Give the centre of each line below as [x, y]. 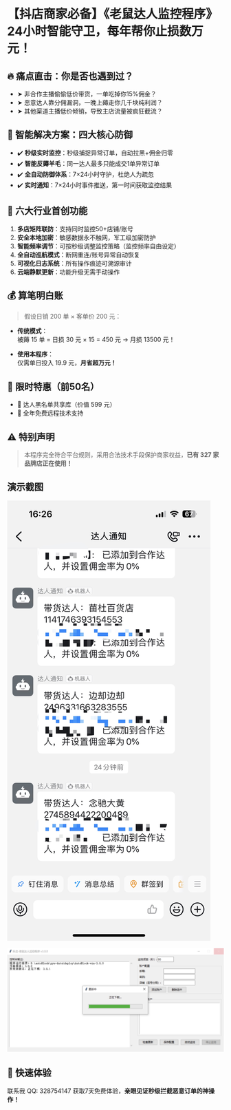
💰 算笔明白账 [35, 296]
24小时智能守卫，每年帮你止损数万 [106, 31]
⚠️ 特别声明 [31, 437]
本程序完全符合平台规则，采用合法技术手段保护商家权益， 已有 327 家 [121, 455]
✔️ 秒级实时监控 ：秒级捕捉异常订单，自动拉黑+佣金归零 [95, 153]
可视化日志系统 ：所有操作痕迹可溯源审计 [74, 263]
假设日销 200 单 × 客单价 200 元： [73, 317]
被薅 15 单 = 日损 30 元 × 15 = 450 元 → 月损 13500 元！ [96, 340]
